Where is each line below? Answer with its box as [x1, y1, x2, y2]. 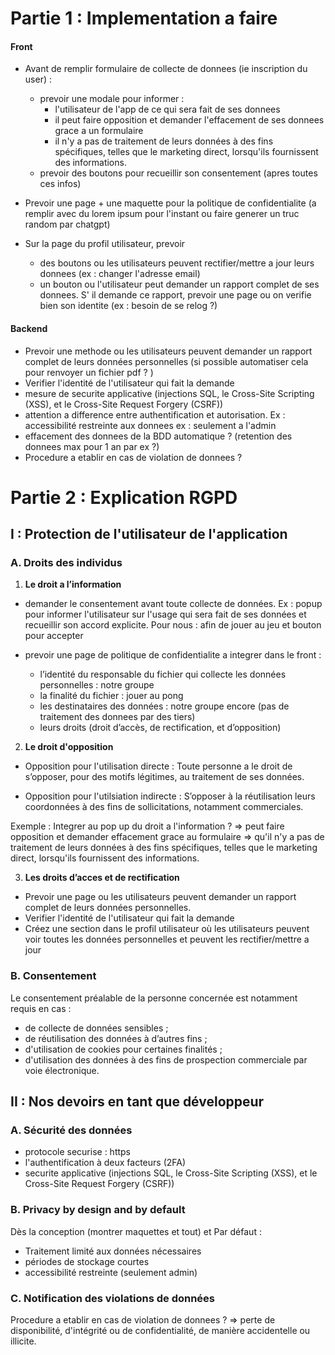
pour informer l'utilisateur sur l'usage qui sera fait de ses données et [24, 608, 307, 621]
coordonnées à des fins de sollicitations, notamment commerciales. [24, 801, 304, 813]
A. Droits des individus [10, 556, 123, 570]
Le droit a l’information [24, 578, 122, 591]
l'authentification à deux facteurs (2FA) [24, 1157, 187, 1169]
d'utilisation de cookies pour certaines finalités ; [24, 1043, 223, 1055]
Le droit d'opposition [24, 741, 114, 753]
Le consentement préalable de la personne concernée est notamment [10, 992, 298, 1004]
